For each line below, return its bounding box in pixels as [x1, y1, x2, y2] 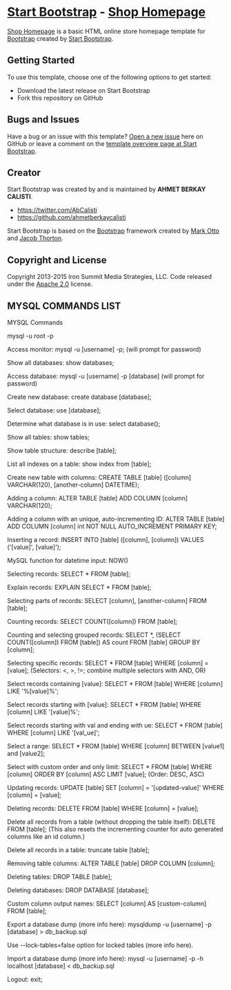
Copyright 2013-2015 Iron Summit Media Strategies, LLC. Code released [7, 273, 212, 281]
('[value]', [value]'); [7, 543, 61, 551]
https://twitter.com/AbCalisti [17, 206, 98, 215]
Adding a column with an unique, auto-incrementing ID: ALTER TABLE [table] [7, 515, 225, 523]
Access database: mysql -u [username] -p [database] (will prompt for [7, 372, 205, 380]
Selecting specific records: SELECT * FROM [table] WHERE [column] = [7, 659, 209, 667]
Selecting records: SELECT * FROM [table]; [7, 570, 131, 578]
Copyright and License [7, 254, 107, 266]
